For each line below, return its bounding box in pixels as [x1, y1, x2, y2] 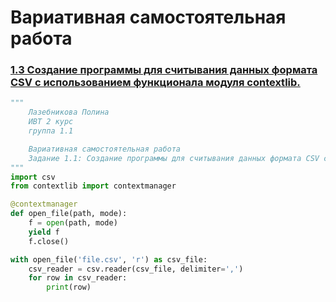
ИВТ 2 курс [28, 117, 74, 127]
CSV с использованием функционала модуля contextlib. [10, 76, 301, 90]
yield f [28, 227, 60, 237]
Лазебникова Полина [28, 107, 110, 118]
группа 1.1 [28, 126, 74, 136]
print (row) [46, 282, 92, 293]
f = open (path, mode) [28, 218, 118, 228]
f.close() [28, 236, 70, 246]
